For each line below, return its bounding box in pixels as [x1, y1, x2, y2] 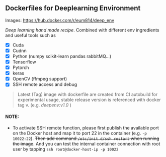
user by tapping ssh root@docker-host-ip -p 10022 [12, 146, 119, 152]
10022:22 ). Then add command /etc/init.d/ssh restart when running [12, 135, 159, 141]
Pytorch [12, 64, 29, 70]
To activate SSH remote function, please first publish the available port [12, 124, 159, 130]
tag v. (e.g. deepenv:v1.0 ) [17, 102, 72, 108]
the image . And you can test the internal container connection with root [12, 140, 160, 146]
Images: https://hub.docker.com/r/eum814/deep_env [5, 17, 115, 23]
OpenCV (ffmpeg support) [12, 76, 67, 82]
